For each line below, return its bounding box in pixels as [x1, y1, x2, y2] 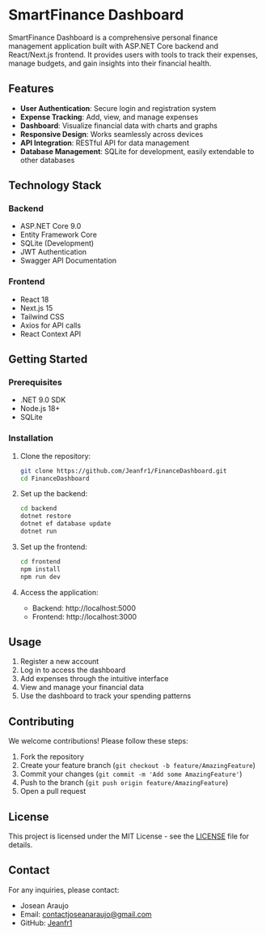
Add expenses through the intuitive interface [19, 674, 169, 684]
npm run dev [19, 573, 61, 581]
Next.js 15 [19, 302, 53, 313]
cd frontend [19, 557, 61, 565]
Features [8, 82, 54, 96]
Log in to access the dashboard [19, 665, 126, 675]
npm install [19, 565, 61, 573]
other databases [19, 155, 75, 165]
